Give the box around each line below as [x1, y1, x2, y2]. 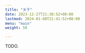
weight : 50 [5, 26, 28, 30]
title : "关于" [5, 7, 33, 12]
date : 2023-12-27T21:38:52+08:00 [5, 12, 74, 17]
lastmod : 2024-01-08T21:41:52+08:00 [5, 16, 80, 21]
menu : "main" [5, 21, 32, 26]
